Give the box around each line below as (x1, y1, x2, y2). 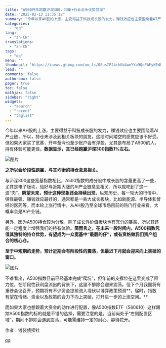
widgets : (5, 99, 23, 104)
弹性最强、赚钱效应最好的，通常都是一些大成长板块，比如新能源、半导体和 (5, 196, 157, 202)
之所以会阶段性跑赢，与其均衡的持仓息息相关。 (5, 167, 100, 173)
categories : (5, 21, 30, 26)
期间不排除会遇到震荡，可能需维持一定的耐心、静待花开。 (15, 316, 133, 322)
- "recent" (9, 108, 32, 114)
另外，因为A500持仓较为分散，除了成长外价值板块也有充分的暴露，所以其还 (5, 219, 159, 225)
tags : (5, 49, 16, 53)
